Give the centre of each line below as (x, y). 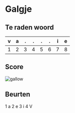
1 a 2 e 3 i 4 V (19, 106)
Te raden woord (29, 27)
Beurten (18, 94)
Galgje (19, 9)
